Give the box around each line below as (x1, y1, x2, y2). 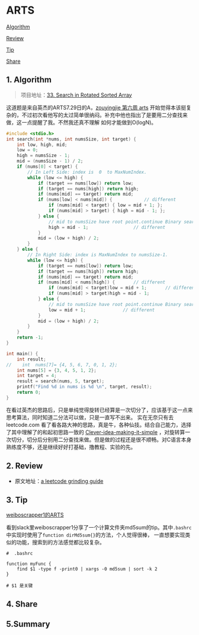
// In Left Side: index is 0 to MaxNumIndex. (27, 169, 147, 175)
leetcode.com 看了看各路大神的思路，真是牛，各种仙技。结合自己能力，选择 (6, 421, 191, 428)
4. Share (6, 599, 38, 609)
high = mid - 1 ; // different (48, 224, 166, 230)
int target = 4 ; (17, 373, 57, 379)
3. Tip (6, 494, 28, 505)
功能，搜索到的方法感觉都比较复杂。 (16, 539, 105, 546)
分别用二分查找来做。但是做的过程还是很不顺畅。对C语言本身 (42, 436, 192, 443)
